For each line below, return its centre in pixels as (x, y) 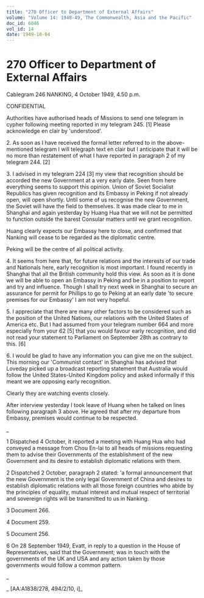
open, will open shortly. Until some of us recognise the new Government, (98, 200)
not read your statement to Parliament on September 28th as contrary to (97, 338)
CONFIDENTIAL (26, 106)
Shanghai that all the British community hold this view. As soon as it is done (101, 274)
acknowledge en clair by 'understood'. (54, 131)
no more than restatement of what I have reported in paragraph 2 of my (96, 156)
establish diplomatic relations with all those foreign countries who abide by (100, 486)
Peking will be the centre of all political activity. (65, 249)
